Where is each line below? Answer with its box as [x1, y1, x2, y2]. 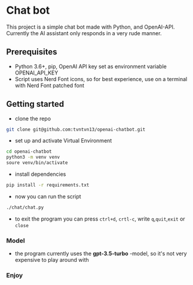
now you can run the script [14, 193, 82, 200]
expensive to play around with [14, 256, 90, 264]
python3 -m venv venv [6, 154, 60, 160]
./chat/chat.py [6, 204, 44, 210]
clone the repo [14, 114, 51, 122]
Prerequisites [6, 47, 57, 57]
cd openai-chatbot [6, 148, 52, 155]
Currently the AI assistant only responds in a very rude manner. [6, 29, 162, 36]
